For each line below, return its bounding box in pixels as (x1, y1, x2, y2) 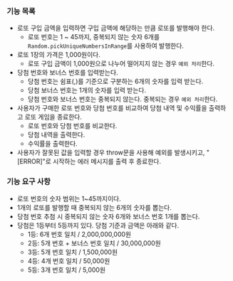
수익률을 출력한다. (27, 139, 78, 148)
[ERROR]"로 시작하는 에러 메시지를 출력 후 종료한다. (16, 157, 162, 166)
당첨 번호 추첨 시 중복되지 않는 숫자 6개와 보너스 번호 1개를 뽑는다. (16, 212, 200, 221)
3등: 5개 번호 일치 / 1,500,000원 (27, 248, 118, 256)
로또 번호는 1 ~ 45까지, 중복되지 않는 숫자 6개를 (27, 33, 160, 41)
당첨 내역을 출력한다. (27, 130, 86, 139)
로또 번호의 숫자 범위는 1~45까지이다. (16, 194, 122, 203)
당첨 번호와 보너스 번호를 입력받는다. (16, 68, 118, 77)
